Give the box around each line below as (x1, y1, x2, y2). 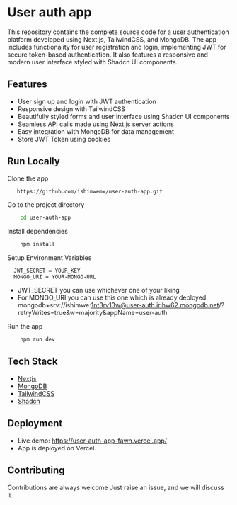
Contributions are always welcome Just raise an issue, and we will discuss (7, 483, 224, 492)
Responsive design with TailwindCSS (17, 104, 126, 113)
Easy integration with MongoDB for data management (17, 127, 175, 135)
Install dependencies (7, 227, 69, 236)
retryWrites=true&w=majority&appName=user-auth (17, 309, 168, 317)
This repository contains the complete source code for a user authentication (7, 28, 230, 36)
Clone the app (7, 174, 49, 183)
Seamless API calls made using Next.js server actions (17, 120, 175, 128)
